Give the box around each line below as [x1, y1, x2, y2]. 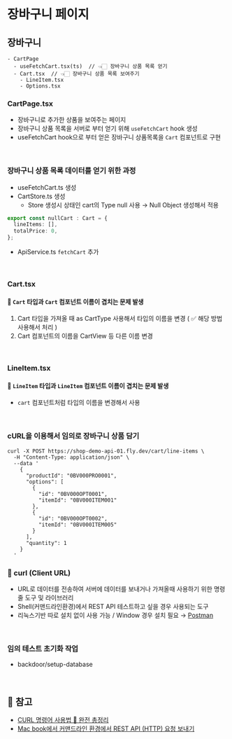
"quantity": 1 [25, 539, 68, 546]
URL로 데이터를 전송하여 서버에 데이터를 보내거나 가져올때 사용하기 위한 [17, 584, 213, 593]
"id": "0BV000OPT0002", [38, 515, 108, 522]
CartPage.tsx [7, 99, 54, 109]
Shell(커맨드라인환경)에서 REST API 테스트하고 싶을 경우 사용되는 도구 [17, 602, 209, 610]
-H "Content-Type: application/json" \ [13, 453, 130, 461]
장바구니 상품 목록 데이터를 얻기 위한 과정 [7, 166, 136, 176]
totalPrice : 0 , [13, 228, 58, 235]
